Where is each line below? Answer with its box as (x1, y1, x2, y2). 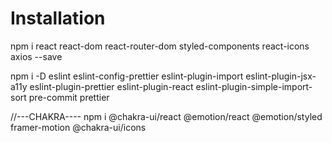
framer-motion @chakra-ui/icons (10, 121, 147, 133)
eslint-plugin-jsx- (245, 70, 317, 82)
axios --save (10, 50, 63, 62)
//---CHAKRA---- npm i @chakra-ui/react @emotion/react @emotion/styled (10, 110, 323, 122)
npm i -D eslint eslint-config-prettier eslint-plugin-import (10, 70, 244, 82)
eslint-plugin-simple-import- (195, 80, 313, 92)
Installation (10, 7, 106, 30)
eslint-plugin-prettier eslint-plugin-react (29, 80, 194, 92)
